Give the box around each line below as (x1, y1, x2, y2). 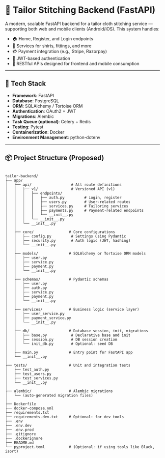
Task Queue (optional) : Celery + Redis (12, 118, 91, 124)
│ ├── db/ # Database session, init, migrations (5, 328, 148, 333)
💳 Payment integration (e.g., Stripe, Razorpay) (12, 48, 107, 54)
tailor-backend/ (5, 173, 38, 178)
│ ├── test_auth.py (5, 367, 50, 372)
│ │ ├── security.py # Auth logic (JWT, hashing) (5, 238, 131, 243)
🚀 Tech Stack (5, 80, 46, 88)
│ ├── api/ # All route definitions (5, 182, 122, 187)
